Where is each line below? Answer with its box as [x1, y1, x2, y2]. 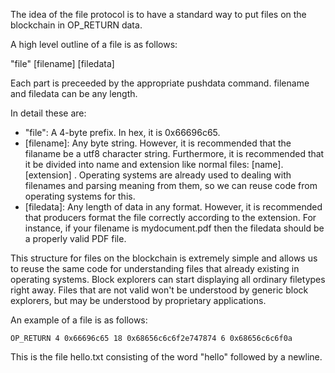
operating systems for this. [24, 190, 136, 202]
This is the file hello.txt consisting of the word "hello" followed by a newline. [10, 351, 323, 363]
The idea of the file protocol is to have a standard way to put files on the [10, 9, 307, 20]
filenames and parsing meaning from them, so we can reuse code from [24, 180, 318, 191]
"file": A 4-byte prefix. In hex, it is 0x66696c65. [24, 127, 221, 138]
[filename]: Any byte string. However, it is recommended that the [24, 137, 292, 149]
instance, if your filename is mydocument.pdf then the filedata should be [24, 222, 325, 234]
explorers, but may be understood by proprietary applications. [10, 295, 267, 306]
